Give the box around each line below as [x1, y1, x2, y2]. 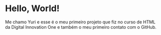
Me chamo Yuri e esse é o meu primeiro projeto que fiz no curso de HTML [5, 19, 156, 25]
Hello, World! [5, 3, 60, 14]
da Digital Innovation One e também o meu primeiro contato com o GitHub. [5, 24, 157, 30]
